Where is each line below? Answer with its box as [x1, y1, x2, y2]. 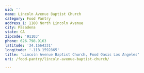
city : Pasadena [5, 25, 36, 30]
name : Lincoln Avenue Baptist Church [5, 12, 81, 16]
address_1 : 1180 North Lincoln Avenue [5, 20, 83, 26]
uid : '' [5, 7, 21, 12]
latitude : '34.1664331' [5, 43, 53, 48]
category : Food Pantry [5, 16, 51, 21]
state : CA [5, 29, 25, 34]
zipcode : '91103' [5, 34, 40, 39]
